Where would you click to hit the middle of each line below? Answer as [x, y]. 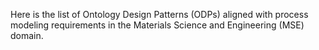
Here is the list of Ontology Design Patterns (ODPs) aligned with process [159, 14]
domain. [27, 35]
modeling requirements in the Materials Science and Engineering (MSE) [157, 25]
